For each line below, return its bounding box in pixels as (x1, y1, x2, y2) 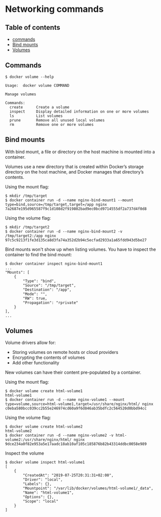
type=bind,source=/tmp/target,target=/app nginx (5, 202, 107, 207)
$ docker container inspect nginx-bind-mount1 (5, 261, 103, 266)
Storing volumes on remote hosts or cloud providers (12, 349, 119, 355)
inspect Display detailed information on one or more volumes (9, 109, 149, 114)
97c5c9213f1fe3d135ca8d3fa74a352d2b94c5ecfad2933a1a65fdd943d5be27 (5, 237, 147, 242)
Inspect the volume (5, 450, 44, 457)
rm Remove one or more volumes (9, 122, 94, 127)
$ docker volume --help (5, 74, 54, 79)
